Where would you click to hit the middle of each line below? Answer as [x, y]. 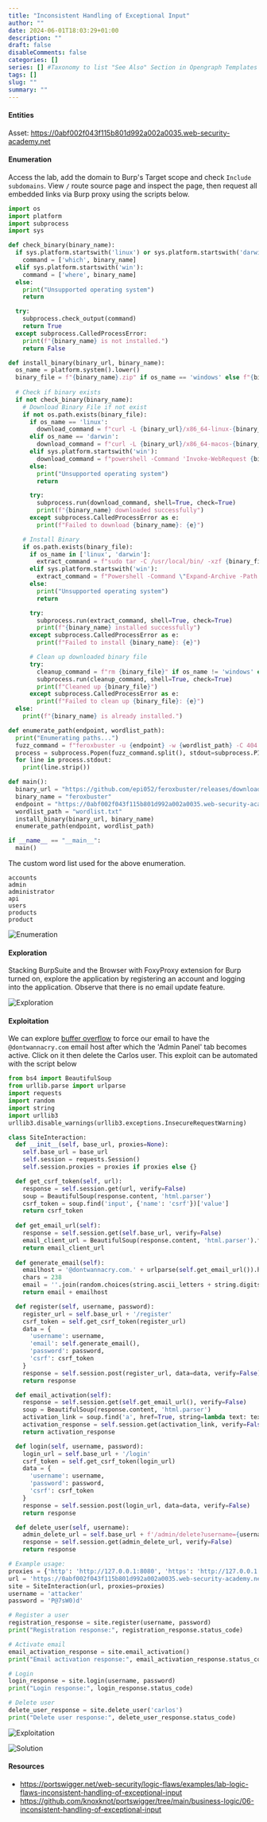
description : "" [35, 38]
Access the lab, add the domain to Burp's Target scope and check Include [130, 177]
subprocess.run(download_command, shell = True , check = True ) [137, 503]
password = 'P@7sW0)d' [46, 1601]
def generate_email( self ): [60, 1262]
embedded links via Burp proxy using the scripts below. [99, 194]
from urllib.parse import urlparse [67, 1086]
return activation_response [69, 1432]
